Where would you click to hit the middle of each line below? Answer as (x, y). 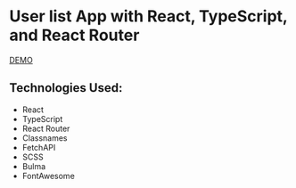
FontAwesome (49, 176)
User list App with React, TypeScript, (148, 16)
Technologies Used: (66, 88)
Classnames (45, 138)
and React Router (74, 35)
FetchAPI (39, 147)
